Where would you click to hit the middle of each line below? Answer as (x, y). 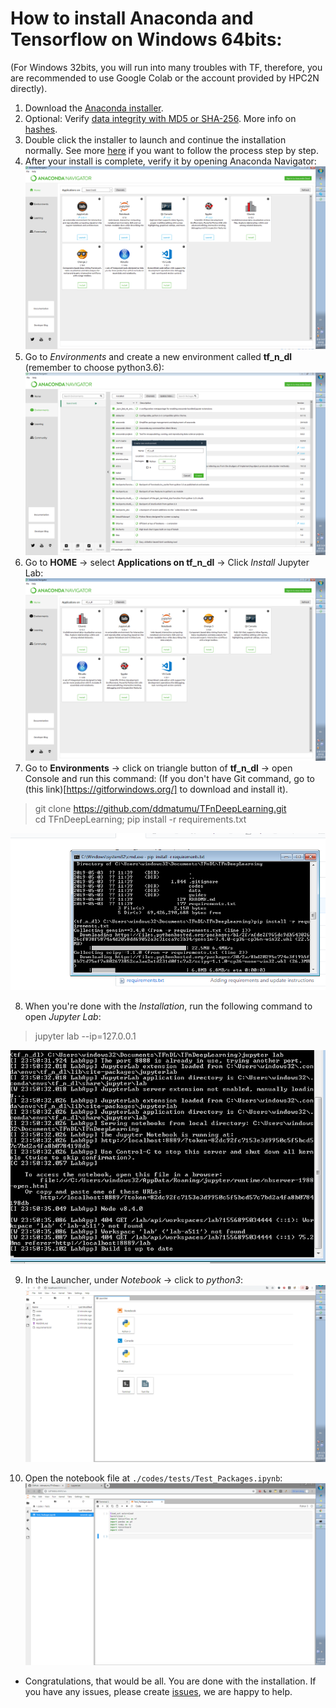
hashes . (41, 129)
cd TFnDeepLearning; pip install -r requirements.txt (140, 819)
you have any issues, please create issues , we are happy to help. (158, 1692)
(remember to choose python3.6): (94, 368)
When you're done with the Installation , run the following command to (168, 1006)
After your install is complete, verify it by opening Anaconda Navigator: (170, 161)
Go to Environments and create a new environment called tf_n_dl (158, 357)
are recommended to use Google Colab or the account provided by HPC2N (165, 78)
